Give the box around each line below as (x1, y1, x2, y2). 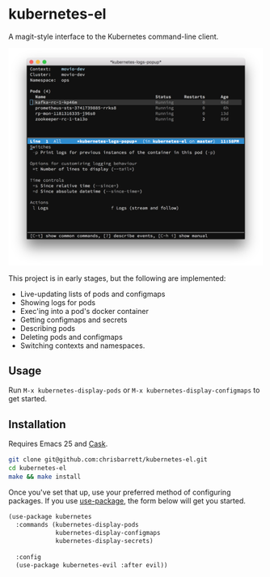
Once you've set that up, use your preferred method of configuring (8, 487, 231, 497)
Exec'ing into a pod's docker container (19, 306, 150, 316)
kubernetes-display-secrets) (55, 537, 154, 545)
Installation (8, 418, 66, 431)
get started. (8, 394, 47, 404)
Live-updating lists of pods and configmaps (19, 289, 166, 299)
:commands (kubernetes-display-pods (15, 520, 139, 528)
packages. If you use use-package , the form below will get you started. (8, 495, 247, 506)
